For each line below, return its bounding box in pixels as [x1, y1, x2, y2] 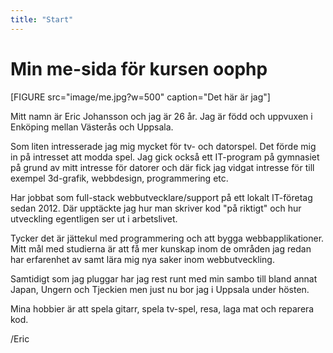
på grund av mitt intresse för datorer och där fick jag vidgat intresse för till [10, 161, 315, 173]
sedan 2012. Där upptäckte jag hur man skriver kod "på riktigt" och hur [10, 202, 302, 214]
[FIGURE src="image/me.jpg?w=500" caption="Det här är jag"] [10, 91, 271, 103]
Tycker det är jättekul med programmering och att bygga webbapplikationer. [10, 232, 325, 244]
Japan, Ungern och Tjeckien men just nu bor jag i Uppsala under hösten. [10, 283, 310, 295]
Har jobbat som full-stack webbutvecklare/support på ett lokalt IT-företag [10, 191, 313, 203]
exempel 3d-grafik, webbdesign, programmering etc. [10, 172, 229, 184]
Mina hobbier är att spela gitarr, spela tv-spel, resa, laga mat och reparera [10, 302, 315, 315]
